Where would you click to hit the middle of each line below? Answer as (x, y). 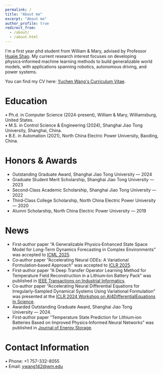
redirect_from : (21, 28)
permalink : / (18, 10)
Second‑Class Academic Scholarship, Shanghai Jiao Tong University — (84, 190)
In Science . (23, 301)
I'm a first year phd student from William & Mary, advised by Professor (76, 51)
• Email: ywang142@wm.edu (34, 366)
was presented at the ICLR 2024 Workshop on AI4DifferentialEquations (84, 296)
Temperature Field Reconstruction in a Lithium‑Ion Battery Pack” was (82, 275)
